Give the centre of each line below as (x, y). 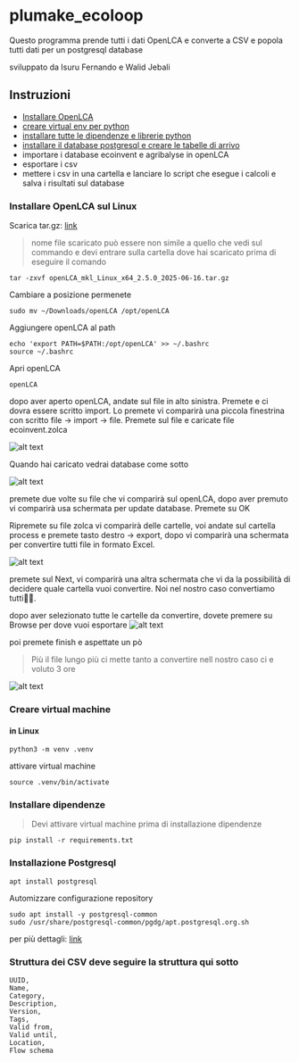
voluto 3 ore (53, 669)
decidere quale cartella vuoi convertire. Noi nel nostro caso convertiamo (142, 589)
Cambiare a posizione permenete (71, 295)
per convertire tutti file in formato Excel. (82, 544)
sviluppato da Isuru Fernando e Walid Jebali (90, 67)
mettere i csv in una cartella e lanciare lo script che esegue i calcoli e (149, 173)
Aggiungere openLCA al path (62, 328)
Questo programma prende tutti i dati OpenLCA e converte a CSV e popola (146, 40)
